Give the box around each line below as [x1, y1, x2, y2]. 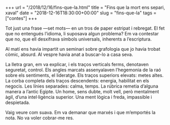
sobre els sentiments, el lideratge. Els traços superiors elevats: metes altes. [5, 72, 164, 78]
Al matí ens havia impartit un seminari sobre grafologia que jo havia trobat [5, 46, 161, 52]
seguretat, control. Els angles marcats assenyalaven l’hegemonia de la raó [5, 67, 161, 73]
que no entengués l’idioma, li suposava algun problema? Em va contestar [5, 31, 159, 36]
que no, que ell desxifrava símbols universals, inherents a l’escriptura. [5, 36, 152, 42]
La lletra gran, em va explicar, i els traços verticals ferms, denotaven [5, 61, 149, 67]
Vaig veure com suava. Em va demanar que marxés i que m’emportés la [5, 110, 156, 115]
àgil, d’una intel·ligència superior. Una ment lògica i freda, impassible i [5, 94, 152, 100]
